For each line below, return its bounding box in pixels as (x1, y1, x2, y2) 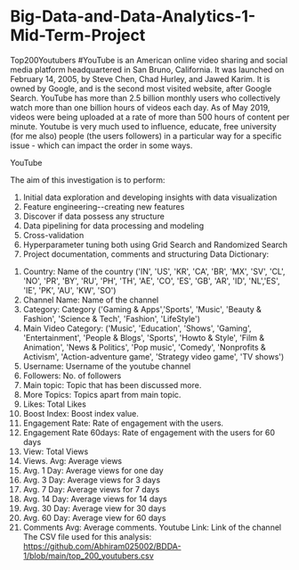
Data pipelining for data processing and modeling (22, 220, 205, 231)
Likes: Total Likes (22, 399, 87, 409)
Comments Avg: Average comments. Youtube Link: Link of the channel (22, 522, 282, 533)
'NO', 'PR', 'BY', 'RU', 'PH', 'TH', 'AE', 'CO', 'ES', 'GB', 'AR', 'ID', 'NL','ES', (22, 275, 280, 286)
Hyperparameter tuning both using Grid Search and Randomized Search (22, 239, 288, 250)
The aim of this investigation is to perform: (10, 174, 166, 185)
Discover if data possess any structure (22, 211, 166, 221)
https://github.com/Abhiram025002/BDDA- (22, 541, 182, 551)
